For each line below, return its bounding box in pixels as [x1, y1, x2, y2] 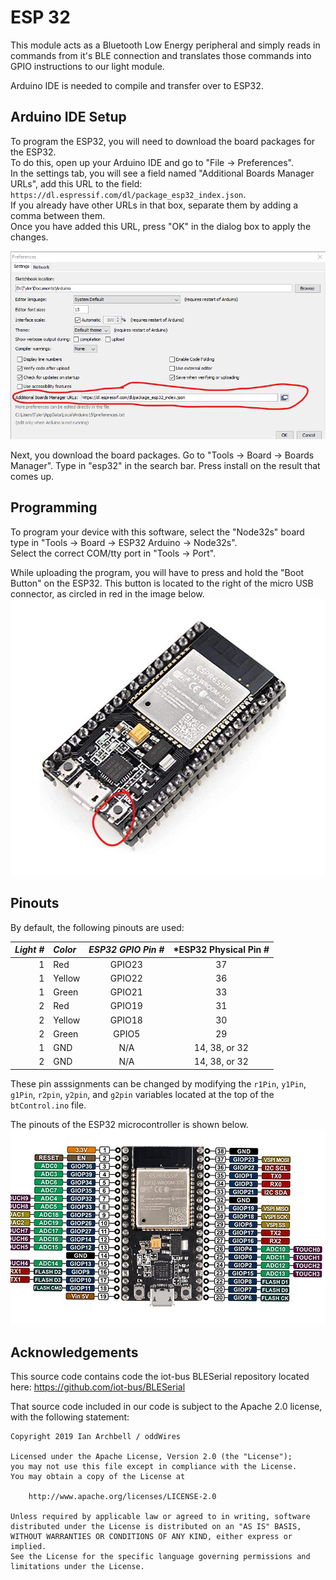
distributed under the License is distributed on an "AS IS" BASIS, [10, 1522, 302, 1532]
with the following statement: [10, 1411, 130, 1423]
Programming [10, 499, 98, 516]
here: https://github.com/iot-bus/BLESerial [10, 1381, 186, 1393]
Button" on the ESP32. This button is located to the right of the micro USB [10, 577, 314, 589]
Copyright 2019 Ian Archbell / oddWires [10, 1432, 182, 1442]
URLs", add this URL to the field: [10, 177, 143, 190]
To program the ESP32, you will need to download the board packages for [10, 135, 316, 147]
